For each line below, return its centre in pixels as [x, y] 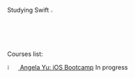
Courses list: [25, 54]
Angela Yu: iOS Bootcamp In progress [74, 67]
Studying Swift [28, 10]
